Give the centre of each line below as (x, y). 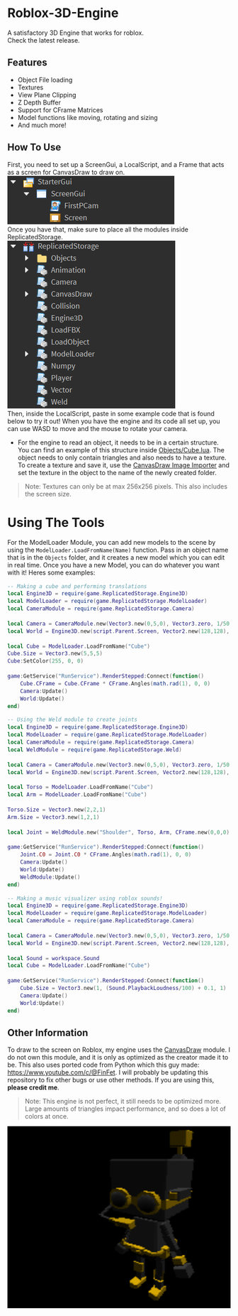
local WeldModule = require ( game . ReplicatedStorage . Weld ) (95, 750)
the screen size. (48, 494)
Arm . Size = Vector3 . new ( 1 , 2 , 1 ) (53, 817)
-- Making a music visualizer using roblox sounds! (85, 898)
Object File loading (45, 80)
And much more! (42, 125)
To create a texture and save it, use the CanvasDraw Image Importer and (124, 465)
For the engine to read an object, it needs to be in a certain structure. (118, 442)
